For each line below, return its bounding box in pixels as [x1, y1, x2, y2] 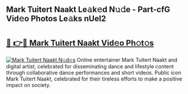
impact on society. [6, 82, 51, 88]
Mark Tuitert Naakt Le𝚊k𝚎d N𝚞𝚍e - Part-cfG [6, 5, 170, 15]
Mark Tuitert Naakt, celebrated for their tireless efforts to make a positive [6, 75, 183, 82]
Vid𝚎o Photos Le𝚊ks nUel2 [6, 14, 106, 24]
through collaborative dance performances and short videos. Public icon [6, 69, 182, 76]
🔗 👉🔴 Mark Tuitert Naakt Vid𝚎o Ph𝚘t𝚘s [6, 38, 155, 48]
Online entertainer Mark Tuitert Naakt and [76, 57, 177, 63]
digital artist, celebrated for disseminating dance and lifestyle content [6, 63, 174, 69]
